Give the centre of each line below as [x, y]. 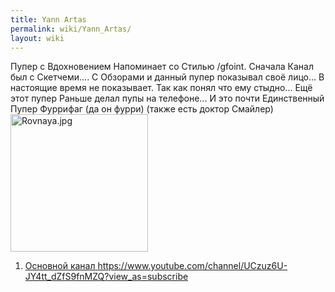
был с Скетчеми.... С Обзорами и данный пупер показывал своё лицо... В [167, 77]
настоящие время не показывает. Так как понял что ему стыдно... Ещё [161, 88]
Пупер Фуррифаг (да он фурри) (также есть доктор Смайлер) [142, 109]
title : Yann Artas [48, 19]
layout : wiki [37, 38]
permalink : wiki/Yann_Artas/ [71, 29]
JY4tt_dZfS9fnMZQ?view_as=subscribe [106, 277]
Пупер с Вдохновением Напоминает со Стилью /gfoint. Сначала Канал [162, 67]
